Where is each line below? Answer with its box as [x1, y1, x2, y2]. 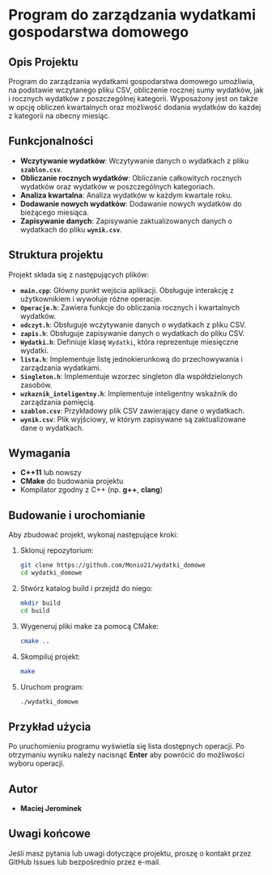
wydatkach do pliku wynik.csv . [19, 224, 123, 234]
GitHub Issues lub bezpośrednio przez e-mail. [8, 856, 162, 867]
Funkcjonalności [8, 134, 94, 148]
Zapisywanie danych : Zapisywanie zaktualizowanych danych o [19, 216, 233, 226]
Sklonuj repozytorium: [19, 546, 95, 555]
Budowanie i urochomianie [8, 508, 146, 522]
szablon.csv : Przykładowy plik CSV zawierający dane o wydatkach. [19, 406, 245, 415]
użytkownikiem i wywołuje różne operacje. [19, 294, 163, 304]
